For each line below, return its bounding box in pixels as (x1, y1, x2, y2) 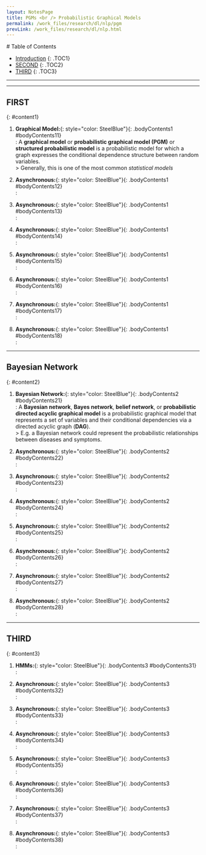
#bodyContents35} (15, 761, 64, 769)
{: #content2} (6, 378, 40, 386)
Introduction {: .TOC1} (15, 55, 71, 62)
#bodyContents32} (15, 686, 64, 694)
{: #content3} (6, 650, 40, 657)
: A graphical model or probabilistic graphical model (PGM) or (15, 139, 175, 146)
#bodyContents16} (15, 283, 63, 290)
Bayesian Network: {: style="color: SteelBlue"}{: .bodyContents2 (15, 390, 179, 397)
